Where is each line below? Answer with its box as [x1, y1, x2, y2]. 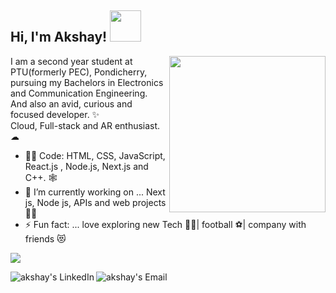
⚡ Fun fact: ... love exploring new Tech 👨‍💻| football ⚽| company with [24, 218, 307, 230]
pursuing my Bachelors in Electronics [10, 76, 164, 88]
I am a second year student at [10, 55, 133, 67]
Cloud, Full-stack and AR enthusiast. [10, 119, 161, 131]
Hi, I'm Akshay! [10, 29, 108, 46]
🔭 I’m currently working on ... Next [24, 186, 166, 198]
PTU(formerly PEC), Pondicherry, [10, 66, 148, 78]
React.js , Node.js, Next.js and [24, 160, 149, 172]
